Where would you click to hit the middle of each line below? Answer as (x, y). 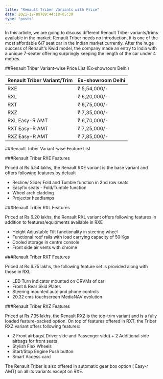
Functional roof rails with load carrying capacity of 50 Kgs (71, 237)
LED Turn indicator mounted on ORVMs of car (58, 281)
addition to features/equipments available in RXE (54, 222)
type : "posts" (20, 19)
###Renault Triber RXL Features (37, 208)
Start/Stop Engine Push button (43, 352)
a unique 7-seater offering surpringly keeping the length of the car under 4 (81, 54)
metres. (13, 59)
